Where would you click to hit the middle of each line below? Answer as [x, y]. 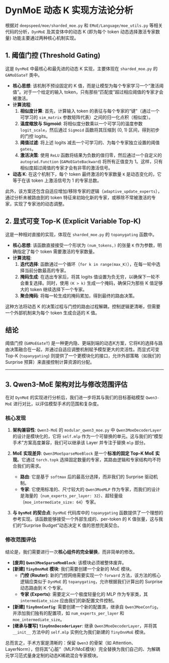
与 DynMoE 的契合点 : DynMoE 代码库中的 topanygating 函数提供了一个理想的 [88, 513]
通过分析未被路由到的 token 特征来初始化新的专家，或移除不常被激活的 [78, 197]
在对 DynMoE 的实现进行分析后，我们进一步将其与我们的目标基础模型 [75, 398]
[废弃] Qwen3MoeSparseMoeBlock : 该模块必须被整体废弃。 [69, 562]
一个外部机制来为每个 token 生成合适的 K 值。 [52, 313]
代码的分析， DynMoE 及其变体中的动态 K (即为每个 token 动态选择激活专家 [80, 31]
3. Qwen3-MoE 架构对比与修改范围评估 [66, 384]
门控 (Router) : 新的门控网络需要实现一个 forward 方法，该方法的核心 [90, 575]
